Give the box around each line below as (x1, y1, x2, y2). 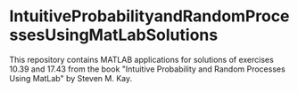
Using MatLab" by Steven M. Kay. (9, 73, 133, 83)
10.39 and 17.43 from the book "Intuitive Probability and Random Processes (9, 64, 286, 74)
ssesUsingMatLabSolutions (9, 25, 219, 45)
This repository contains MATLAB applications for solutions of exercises (9, 54, 274, 65)
